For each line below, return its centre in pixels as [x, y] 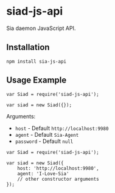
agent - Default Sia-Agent [47, 134]
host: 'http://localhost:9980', [58, 168]
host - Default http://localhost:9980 [62, 128]
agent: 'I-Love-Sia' [43, 173]
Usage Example [37, 80]
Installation [28, 47]
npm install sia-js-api [37, 61]
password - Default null [44, 141]
